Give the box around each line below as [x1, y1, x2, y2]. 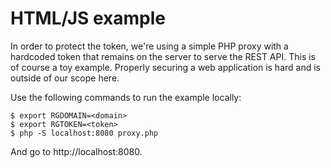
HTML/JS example [10, 7, 167, 30]
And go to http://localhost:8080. [10, 145, 143, 157]
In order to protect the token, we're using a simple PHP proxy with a [10, 40, 289, 52]
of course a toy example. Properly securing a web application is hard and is [10, 61, 321, 73]
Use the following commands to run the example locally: [10, 91, 242, 103]
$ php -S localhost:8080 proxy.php [10, 128, 159, 138]
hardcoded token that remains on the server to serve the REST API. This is [10, 50, 317, 62]
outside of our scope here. [10, 72, 120, 84]
